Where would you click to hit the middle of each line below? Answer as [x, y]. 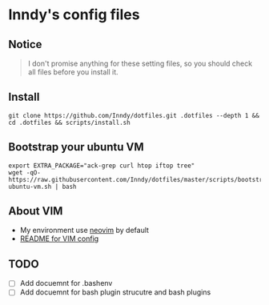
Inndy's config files [74, 15]
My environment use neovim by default [84, 231]
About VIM [36, 211]
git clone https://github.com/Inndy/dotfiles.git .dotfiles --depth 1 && [134, 115]
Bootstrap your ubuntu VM [76, 147]
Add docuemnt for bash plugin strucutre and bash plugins [115, 292]
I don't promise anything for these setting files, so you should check [140, 63]
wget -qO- [25, 173]
